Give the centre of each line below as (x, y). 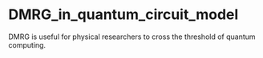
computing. (27, 44)
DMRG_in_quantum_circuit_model (123, 15)
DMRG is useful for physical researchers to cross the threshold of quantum (132, 37)
